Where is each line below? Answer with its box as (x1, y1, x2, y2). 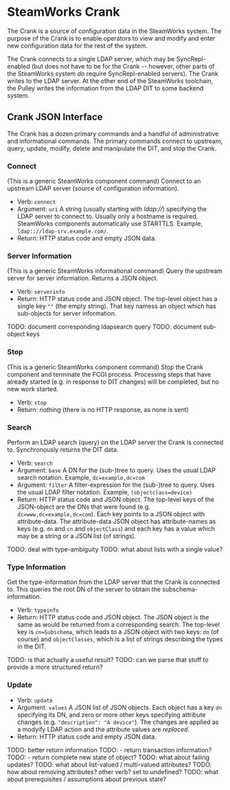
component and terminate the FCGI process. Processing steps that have (7, 370, 211, 378)
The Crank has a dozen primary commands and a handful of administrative (7, 129, 219, 138)
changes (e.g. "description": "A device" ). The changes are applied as (16, 718, 219, 726)
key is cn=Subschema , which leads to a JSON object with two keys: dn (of (16, 628, 220, 636)
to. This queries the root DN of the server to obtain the (7, 585, 161, 593)
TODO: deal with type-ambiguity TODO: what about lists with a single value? (7, 545, 223, 553)
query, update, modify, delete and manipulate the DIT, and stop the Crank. (7, 144, 217, 152)
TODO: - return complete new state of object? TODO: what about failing (7, 753, 209, 761)
